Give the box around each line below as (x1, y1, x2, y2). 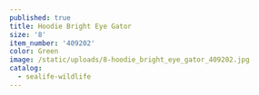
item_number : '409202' (9, 38, 95, 48)
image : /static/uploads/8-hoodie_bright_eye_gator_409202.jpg (9, 55, 250, 64)
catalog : (9, 64, 43, 73)
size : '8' (9, 30, 47, 39)
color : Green (9, 47, 59, 56)
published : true (9, 13, 71, 23)
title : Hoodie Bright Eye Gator (9, 22, 132, 31)
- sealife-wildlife (17, 72, 92, 81)
